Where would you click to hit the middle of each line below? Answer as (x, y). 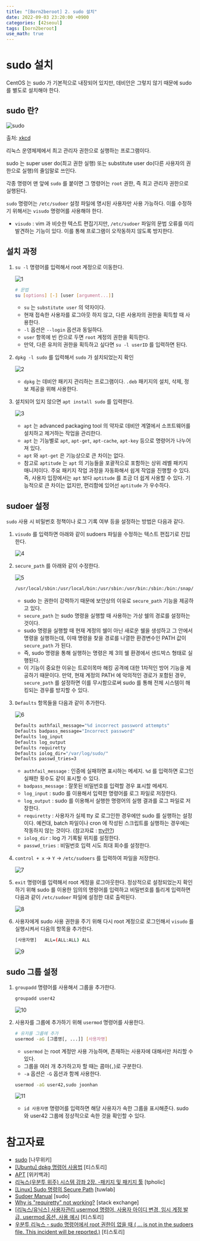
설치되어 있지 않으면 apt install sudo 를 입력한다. (74, 402)
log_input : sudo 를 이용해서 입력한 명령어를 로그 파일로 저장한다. (100, 794)
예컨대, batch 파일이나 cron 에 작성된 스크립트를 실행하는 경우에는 (113, 823)
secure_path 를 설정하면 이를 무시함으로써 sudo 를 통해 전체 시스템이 (104, 683)
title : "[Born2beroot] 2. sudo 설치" (51, 12)
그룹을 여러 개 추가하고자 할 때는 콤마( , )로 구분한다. (83, 1066)
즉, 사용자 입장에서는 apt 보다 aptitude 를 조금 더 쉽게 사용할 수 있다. (104, 478)
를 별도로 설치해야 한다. (33, 91)
